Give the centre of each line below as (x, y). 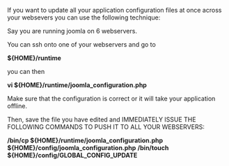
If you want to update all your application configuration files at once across (114, 10)
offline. (17, 106)
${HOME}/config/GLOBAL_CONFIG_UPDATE (72, 155)
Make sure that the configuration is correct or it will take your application (111, 98)
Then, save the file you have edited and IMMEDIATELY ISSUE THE (102, 119)
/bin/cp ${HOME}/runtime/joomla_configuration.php (85, 140)
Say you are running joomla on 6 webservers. (72, 31)
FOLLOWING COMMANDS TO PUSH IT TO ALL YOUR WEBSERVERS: (106, 127)
